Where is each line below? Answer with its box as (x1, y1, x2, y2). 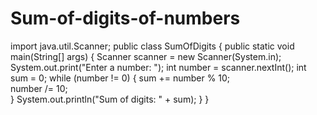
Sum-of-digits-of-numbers (10, 7, 241, 30)
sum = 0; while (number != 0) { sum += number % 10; (10, 72, 231, 84)
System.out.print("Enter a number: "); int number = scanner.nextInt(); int (10, 61, 307, 73)
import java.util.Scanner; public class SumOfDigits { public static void (10, 40, 295, 52)
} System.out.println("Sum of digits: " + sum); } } (10, 93, 210, 105)
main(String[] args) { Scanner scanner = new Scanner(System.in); (10, 50, 282, 62)
